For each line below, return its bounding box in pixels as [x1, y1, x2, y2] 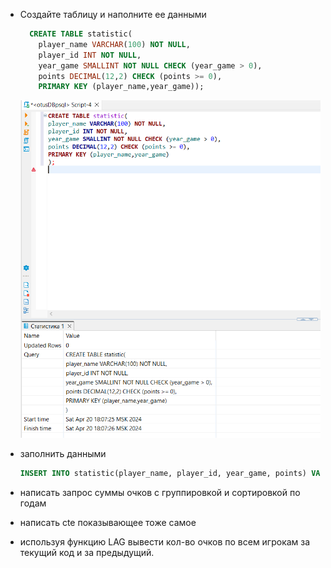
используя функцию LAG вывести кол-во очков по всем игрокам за [19, 535, 311, 548]
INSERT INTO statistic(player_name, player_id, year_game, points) [19, 469, 307, 479]
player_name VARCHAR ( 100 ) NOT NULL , [38, 39, 191, 49]
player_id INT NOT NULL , [38, 50, 142, 60]
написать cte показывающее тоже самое [19, 516, 197, 528]
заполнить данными [19, 448, 107, 460]
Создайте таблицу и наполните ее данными [19, 9, 207, 20]
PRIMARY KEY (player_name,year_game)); [38, 82, 205, 92]
